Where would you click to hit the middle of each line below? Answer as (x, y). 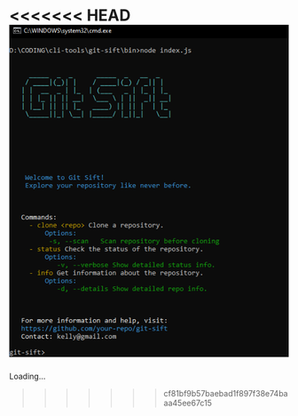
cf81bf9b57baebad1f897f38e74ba (226, 393)
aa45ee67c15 (188, 403)
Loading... (27, 376)
